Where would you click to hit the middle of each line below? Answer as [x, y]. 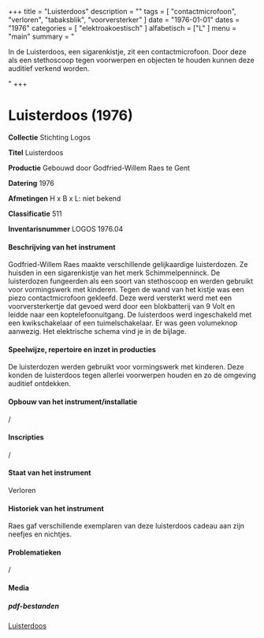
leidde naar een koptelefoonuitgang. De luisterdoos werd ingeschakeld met [130, 315]
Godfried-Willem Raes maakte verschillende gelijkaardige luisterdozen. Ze [128, 265]
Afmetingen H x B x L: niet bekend [65, 198]
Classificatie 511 [35, 213]
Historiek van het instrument [56, 508]
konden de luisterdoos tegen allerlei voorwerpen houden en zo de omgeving [132, 375]
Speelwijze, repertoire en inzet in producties [82, 349]
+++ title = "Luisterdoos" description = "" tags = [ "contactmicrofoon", [122, 11]
